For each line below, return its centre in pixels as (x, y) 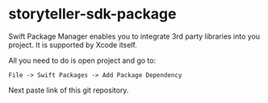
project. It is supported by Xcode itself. (73, 44)
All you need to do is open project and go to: (82, 60)
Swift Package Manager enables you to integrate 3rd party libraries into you (134, 36)
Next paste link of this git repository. (69, 90)
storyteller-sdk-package (92, 14)
